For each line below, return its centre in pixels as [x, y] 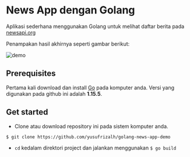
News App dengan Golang [71, 10]
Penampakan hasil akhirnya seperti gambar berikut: [68, 44]
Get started [27, 112]
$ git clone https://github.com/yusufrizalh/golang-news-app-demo [88, 137]
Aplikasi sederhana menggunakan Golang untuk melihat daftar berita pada [95, 26]
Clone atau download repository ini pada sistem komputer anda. [91, 126]
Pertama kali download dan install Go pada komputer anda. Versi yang [90, 88]
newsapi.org [21, 32]
